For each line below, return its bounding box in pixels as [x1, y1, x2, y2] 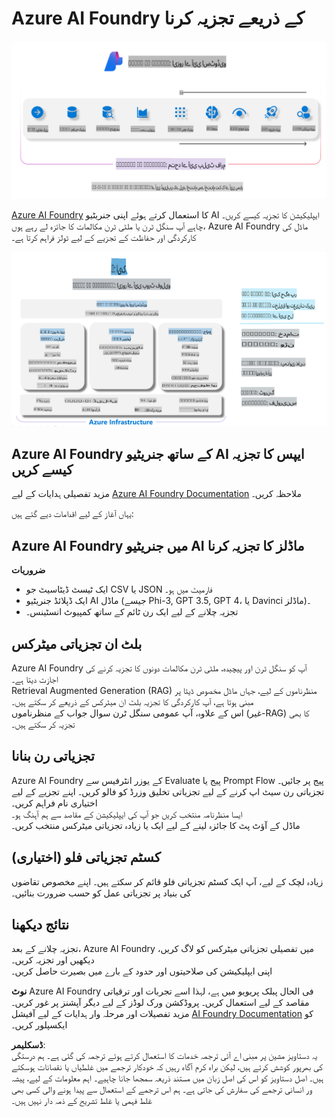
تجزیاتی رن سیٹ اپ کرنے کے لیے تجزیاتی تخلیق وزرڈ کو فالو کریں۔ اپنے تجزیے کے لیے [11, 785, 325, 797]
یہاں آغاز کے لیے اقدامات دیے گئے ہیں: [11, 508, 134, 520]
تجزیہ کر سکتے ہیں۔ [11, 718, 76, 730]
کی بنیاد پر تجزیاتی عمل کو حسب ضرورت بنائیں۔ [11, 887, 192, 899]
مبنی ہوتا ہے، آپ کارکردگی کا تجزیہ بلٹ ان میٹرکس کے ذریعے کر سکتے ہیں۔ [11, 695, 254, 707]
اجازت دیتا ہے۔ [11, 673, 59, 685]
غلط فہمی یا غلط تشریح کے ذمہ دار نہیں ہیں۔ [11, 1095, 153, 1107]
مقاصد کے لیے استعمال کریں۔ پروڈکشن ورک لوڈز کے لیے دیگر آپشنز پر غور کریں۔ [11, 997, 310, 1009]
